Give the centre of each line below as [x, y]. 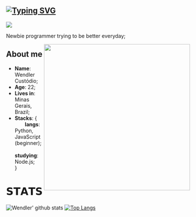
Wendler [24, 74]
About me [24, 54]
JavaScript [27, 137]
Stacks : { [26, 118]
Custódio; [26, 81]
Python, [24, 130]
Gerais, [23, 105]
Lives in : [25, 93]
